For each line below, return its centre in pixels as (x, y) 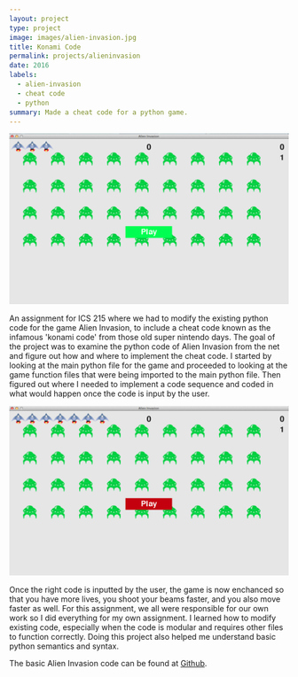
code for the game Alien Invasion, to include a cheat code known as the (140, 327)
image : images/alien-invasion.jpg (73, 37)
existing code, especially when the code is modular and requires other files (146, 627)
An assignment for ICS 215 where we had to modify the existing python (139, 318)
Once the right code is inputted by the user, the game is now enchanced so (147, 590)
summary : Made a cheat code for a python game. (99, 112)
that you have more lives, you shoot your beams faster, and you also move (145, 599)
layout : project (39, 19)
